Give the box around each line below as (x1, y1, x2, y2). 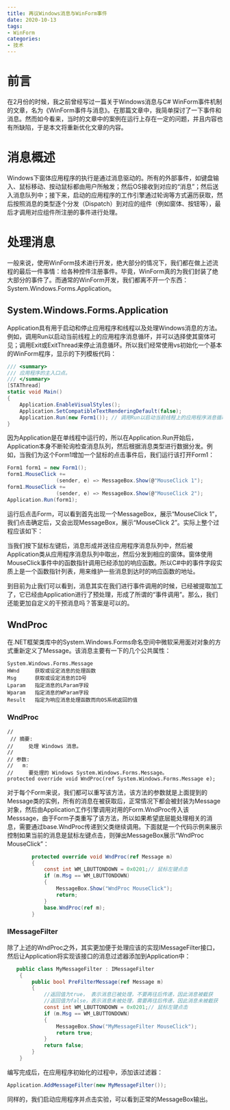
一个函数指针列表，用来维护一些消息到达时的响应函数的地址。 (25, 567, 199, 575)
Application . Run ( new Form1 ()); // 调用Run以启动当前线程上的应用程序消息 (19, 414, 217, 421)
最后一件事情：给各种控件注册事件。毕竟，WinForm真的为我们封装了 (18, 267, 213, 275)
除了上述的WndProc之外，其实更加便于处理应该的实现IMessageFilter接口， (7, 943, 219, 952)
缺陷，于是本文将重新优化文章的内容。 (18, 123, 127, 131)
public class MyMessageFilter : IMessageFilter (16, 965, 155, 972)
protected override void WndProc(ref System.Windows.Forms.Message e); (7, 775, 216, 782)
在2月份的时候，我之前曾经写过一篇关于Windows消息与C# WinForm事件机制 (7, 97, 222, 106)
